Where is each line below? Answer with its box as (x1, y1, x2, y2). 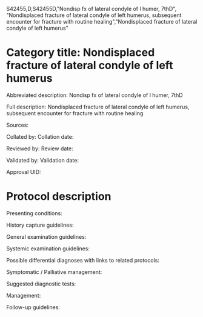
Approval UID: (6, 168, 41, 175)
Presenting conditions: (6, 209, 62, 217)
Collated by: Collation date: (6, 133, 74, 140)
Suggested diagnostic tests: (6, 280, 76, 287)
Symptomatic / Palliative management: (6, 268, 102, 275)
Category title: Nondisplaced (6, 45, 155, 59)
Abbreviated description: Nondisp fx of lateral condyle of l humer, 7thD (6, 91, 183, 99)
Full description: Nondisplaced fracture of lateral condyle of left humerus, (6, 103, 190, 110)
